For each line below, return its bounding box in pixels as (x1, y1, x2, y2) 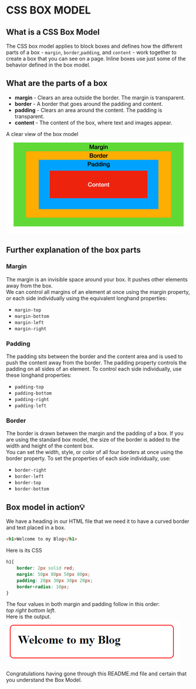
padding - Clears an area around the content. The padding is (14, 107, 163, 114)
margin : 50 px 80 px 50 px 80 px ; (16, 571, 91, 577)
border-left (14, 473, 44, 480)
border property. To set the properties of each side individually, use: (6, 455, 171, 462)
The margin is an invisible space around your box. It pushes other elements (6, 276, 188, 283)
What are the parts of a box (6, 78, 107, 88)
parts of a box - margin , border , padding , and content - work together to (6, 49, 177, 56)
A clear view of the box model (6, 130, 79, 137)
